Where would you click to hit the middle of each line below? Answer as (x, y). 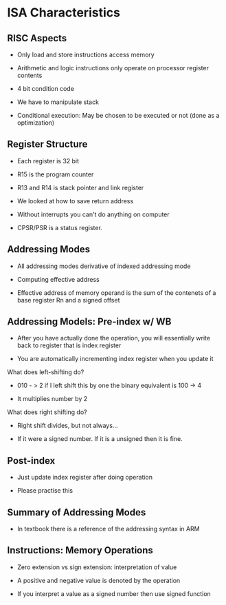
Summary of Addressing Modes (77, 512)
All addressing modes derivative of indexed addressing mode (104, 266)
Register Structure (47, 144)
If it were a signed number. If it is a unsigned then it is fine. (100, 439)
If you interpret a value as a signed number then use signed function (114, 593)
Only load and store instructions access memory (86, 54)
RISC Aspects (37, 38)
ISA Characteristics (64, 13)
